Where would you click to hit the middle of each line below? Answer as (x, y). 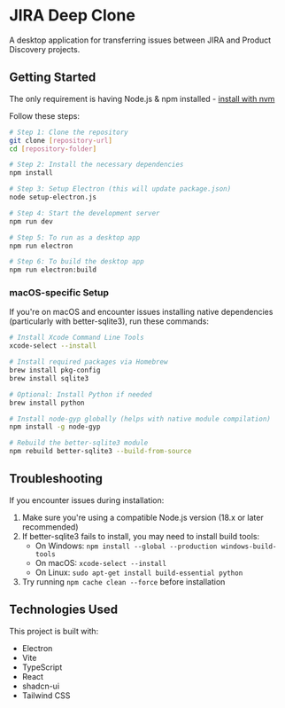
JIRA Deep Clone (72, 16)
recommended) (50, 527)
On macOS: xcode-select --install (100, 562)
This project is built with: (54, 631)
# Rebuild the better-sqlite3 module (79, 443)
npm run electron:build (53, 270)
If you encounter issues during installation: (87, 500)
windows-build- (249, 547)
